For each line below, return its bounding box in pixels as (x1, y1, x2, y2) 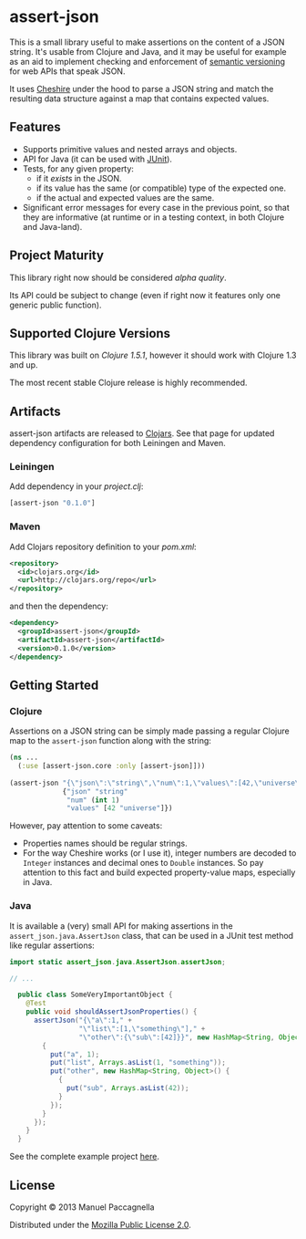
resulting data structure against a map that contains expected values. (9, 93, 270, 104)
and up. (9, 359, 38, 370)
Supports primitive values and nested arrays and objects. (22, 143, 238, 154)
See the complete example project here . (9, 1151, 159, 1162)
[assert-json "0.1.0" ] (9, 499, 96, 508)
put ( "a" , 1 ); (49, 1049, 100, 1059)
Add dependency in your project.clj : (9, 481, 144, 492)
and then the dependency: (9, 600, 109, 612)
